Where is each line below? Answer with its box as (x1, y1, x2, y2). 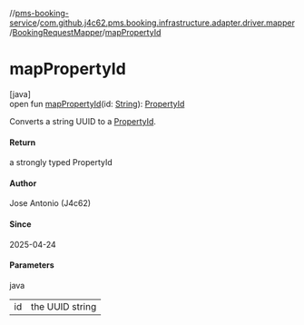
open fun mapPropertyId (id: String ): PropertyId (9, 98, 185, 109)
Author (9, 177, 37, 189)
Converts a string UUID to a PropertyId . (9, 115, 157, 126)
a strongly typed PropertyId (9, 157, 113, 168)
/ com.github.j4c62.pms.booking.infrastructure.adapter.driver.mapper (36, 17, 295, 28)
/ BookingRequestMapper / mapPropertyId (9, 27, 162, 37)
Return (9, 136, 36, 148)
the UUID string (30, 300, 97, 312)
